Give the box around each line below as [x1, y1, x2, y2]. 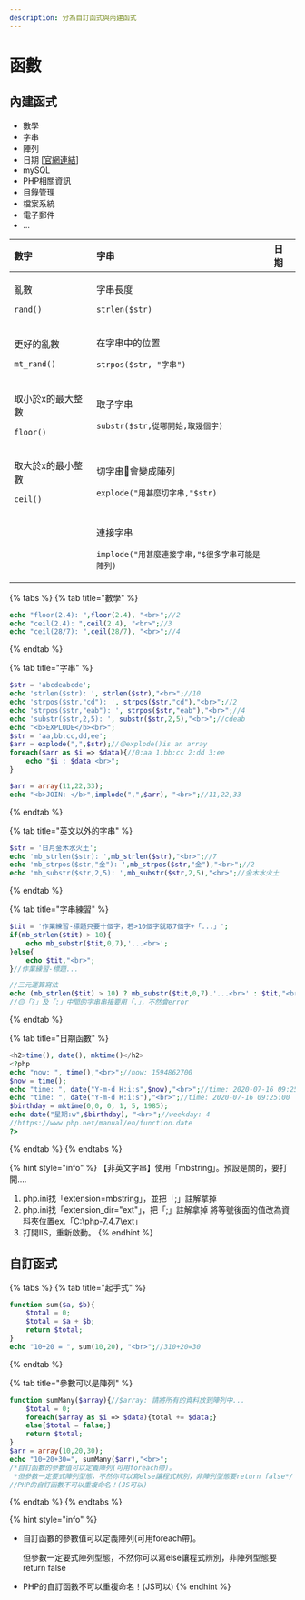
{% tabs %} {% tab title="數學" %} [9, 592, 139, 603]
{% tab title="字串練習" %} [9, 904, 109, 915]
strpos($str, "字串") [96, 359, 187, 369]
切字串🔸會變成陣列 [96, 465, 175, 477]
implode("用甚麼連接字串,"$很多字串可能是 [96, 549, 261, 559]
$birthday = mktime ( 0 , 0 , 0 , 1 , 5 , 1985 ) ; [9, 1102, 169, 1111]
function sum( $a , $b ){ [9, 1300, 95, 1309]
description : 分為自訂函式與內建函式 [9, 13, 137, 23]
